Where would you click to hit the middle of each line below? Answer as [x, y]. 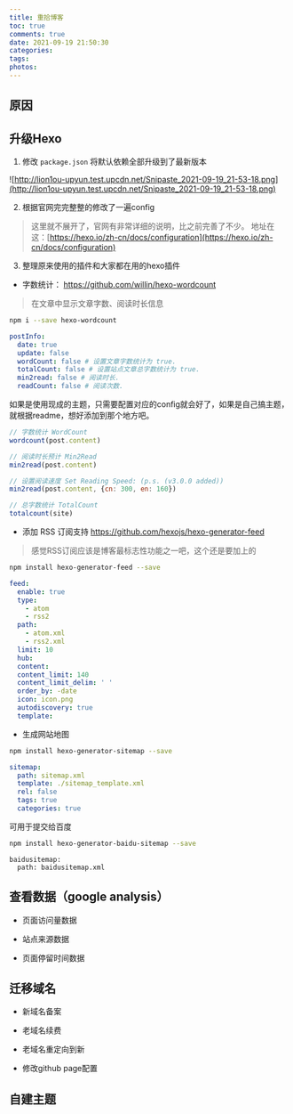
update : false [43, 353]
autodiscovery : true [55, 708]
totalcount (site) [41, 514]
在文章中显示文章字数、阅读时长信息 [97, 304]
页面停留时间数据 [53, 957]
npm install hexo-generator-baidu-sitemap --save [103, 843]
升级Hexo [36, 138]
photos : [24, 68]
